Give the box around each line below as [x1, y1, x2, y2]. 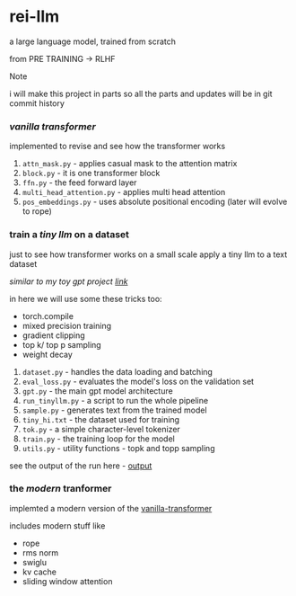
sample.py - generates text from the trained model [22, 405, 208, 415]
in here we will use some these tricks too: [9, 293, 163, 304]
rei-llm [9, 6, 60, 27]
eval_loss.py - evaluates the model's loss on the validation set [22, 376, 254, 387]
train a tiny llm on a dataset [9, 228, 130, 241]
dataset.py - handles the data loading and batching [22, 366, 213, 377]
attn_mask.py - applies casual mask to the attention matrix [22, 158, 238, 169]
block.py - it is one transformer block [22, 168, 161, 179]
